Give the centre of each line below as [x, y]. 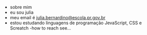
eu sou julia [22, 12]
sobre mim [21, 7]
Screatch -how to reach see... [40, 28]
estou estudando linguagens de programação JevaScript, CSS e [76, 23]
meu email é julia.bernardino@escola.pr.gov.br [58, 17]
